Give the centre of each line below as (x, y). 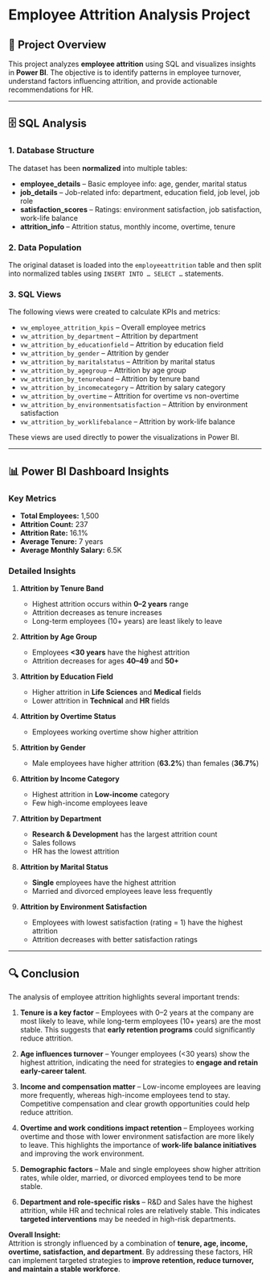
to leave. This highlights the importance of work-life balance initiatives (138, 1145)
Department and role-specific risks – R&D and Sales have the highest (136, 1202)
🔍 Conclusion (44, 973)
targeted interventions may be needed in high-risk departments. (128, 1220)
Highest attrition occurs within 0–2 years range (110, 604)
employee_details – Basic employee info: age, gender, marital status (133, 184)
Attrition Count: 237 (54, 524)
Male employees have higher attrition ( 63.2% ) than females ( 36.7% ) (145, 763)
